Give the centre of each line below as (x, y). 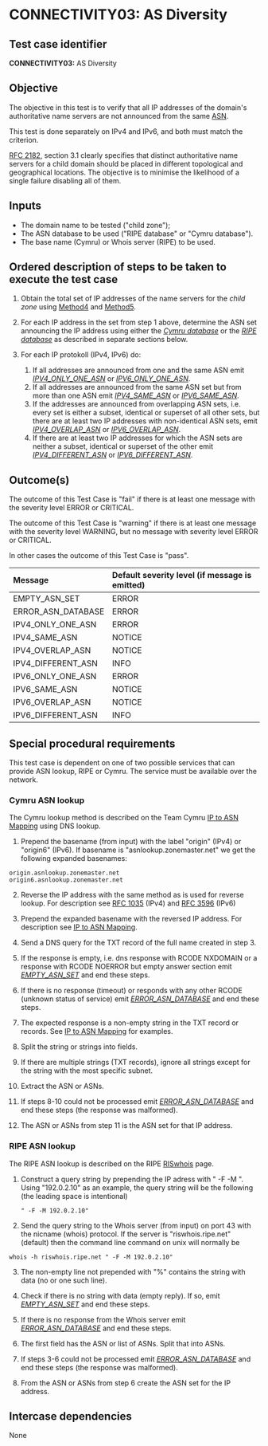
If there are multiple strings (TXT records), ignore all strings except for (135, 1063)
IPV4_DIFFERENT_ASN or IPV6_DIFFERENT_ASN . (113, 455)
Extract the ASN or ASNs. (62, 1086)
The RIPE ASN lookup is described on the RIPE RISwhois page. (111, 1163)
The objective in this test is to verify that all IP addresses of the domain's (128, 107)
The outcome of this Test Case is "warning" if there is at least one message (133, 523)
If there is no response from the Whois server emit (103, 1319)
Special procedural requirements (92, 743)
